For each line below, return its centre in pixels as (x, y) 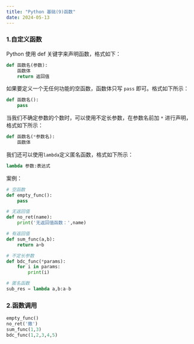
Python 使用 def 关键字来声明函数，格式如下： (64, 54)
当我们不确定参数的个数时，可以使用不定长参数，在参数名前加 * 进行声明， (99, 118)
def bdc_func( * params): (36, 261)
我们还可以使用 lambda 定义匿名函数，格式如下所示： (70, 155)
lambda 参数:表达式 (28, 166)
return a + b (31, 245)
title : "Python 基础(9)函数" (41, 12)
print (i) (39, 272)
